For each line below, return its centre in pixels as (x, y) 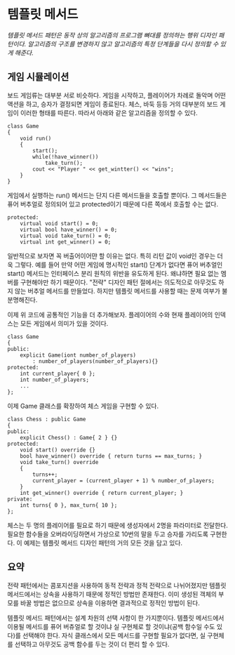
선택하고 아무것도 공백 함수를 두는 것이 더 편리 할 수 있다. (92, 644)
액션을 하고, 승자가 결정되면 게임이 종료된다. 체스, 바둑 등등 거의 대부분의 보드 (113, 104)
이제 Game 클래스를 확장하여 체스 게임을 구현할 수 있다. (83, 406)
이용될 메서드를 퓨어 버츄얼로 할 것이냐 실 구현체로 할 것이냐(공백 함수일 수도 (111, 626)
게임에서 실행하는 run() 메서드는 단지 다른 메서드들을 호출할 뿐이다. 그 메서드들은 (117, 195)
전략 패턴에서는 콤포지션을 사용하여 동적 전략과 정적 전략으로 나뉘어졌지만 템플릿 (117, 585)
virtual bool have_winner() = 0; (69, 230)
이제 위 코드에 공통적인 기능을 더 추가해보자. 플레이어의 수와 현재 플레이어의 (110, 315)
